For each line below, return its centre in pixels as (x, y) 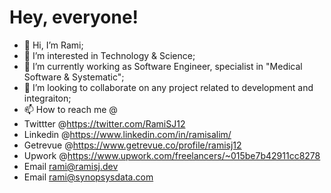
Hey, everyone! (74, 17)
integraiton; (47, 98)
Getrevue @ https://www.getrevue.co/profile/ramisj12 (132, 145)
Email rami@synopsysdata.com (88, 177)
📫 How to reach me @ (70, 109)
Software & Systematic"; (74, 77)
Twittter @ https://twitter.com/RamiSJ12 (104, 123)
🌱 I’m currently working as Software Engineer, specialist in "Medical (163, 66)
